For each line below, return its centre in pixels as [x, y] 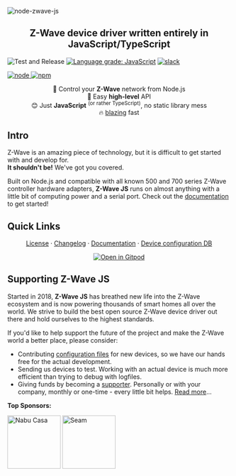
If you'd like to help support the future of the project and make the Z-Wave [116, 333]
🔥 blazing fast [119, 113]
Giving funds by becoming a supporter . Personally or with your [109, 384]
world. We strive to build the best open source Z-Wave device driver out [112, 311]
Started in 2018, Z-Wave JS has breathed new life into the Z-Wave [104, 296]
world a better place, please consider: [63, 340]
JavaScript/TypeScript [119, 44]
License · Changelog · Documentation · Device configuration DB [119, 243]
